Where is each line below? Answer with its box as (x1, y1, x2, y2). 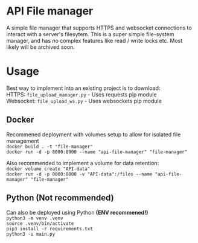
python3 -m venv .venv (6, 215, 63, 221)
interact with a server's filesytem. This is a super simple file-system (6, 30, 174, 37)
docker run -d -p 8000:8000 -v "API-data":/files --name (6, 171, 153, 177)
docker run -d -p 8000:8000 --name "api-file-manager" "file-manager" (6, 149, 188, 155)
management (6, 137, 39, 144)
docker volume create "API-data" (6, 166, 91, 172)
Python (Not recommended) (6, 193, 114, 203)
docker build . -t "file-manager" (6, 144, 94, 150)
